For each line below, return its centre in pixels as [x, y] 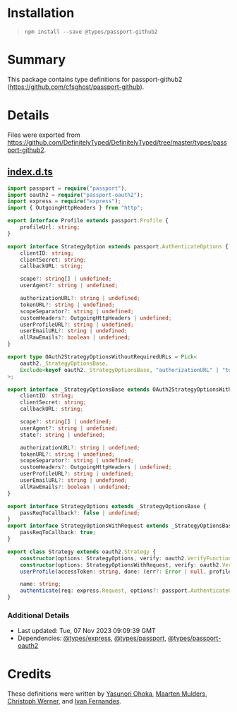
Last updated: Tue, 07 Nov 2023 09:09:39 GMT [87, 631]
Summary [36, 60]
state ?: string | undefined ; [63, 435]
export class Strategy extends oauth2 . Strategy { [82, 552]
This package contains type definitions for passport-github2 [95, 79]
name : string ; [41, 584]
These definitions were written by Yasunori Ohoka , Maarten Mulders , [107, 694]
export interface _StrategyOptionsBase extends [79, 390]
